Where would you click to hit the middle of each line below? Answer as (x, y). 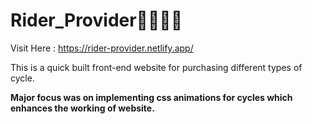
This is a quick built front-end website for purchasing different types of (156, 67)
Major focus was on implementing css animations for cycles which (151, 97)
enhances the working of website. (82, 108)
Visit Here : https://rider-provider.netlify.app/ (102, 48)
